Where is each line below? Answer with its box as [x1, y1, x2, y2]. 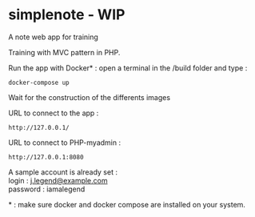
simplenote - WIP [8, 6, 126, 24]
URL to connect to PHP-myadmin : [8, 138, 122, 147]
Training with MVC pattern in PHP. [8, 47, 121, 57]
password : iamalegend [8, 184, 86, 194]
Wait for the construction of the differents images [8, 92, 170, 102]
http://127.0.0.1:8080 [8, 153, 84, 161]
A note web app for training [8, 32, 98, 42]
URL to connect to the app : [8, 108, 99, 118]
